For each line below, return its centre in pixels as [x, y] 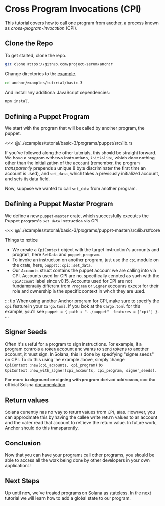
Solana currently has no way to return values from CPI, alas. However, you [80, 412]
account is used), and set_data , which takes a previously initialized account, [82, 174]
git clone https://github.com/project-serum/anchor [59, 64]
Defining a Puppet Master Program [59, 204]
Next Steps [22, 481]
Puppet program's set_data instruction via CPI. [52, 221]
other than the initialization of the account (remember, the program [73, 163]
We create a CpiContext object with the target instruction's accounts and [86, 249]
